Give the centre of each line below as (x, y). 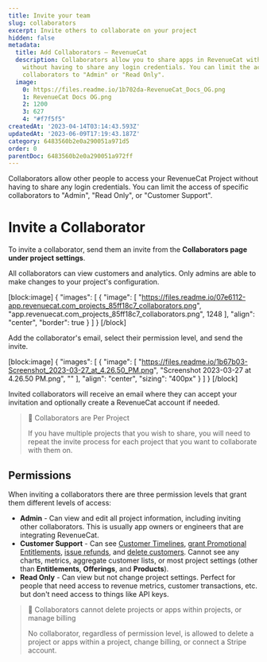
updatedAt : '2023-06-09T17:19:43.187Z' (74, 134)
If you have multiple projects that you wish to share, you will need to (139, 433)
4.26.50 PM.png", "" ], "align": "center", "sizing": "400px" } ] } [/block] (123, 379)
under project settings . (47, 258)
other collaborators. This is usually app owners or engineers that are (132, 527)
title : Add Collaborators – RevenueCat (81, 52)
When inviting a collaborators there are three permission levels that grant (128, 494)
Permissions (40, 475)
